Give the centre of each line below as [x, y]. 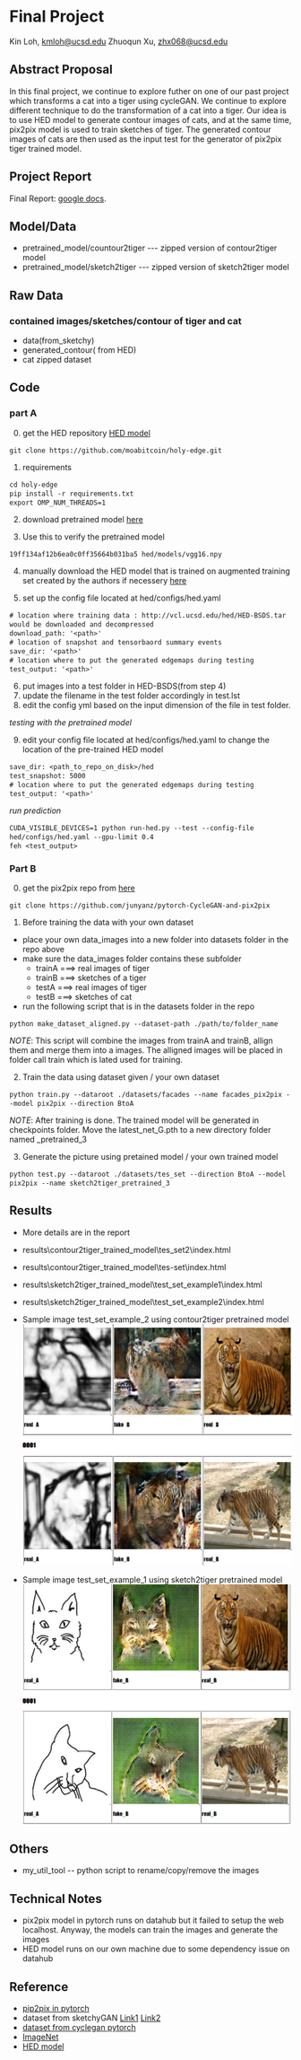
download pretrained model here [82, 519]
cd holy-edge [34, 485]
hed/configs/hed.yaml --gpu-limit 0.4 [82, 837]
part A [23, 413]
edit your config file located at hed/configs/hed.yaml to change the [146, 740]
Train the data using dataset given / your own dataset [120, 1077]
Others [29, 1849]
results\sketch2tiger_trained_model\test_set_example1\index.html [142, 1284]
